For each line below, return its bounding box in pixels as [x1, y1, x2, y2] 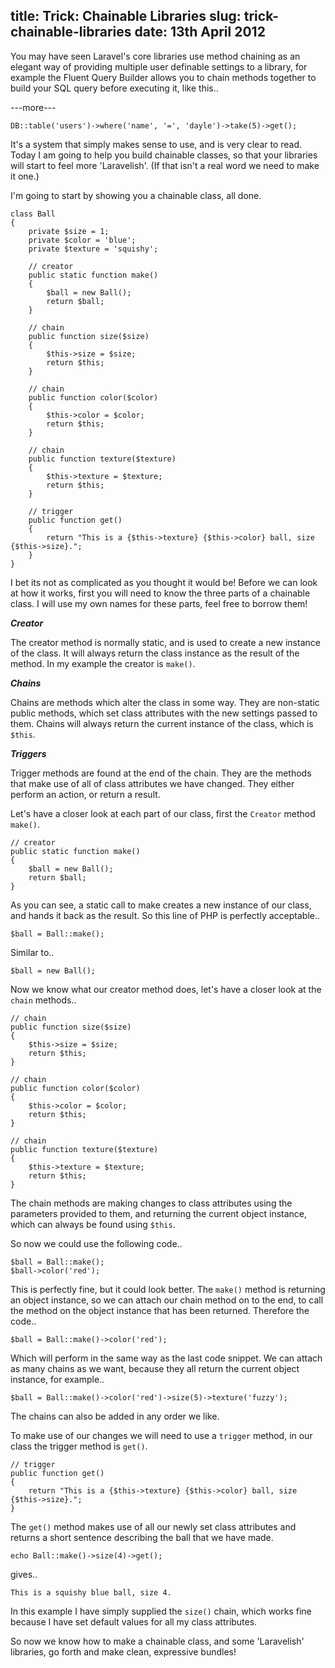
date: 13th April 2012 [134, 24, 266, 41]
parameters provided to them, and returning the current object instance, [10, 1207, 308, 1219]
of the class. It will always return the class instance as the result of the [10, 647, 300, 659]
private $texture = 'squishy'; [28, 244, 159, 254]
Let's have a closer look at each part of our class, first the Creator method [10, 807, 316, 819]
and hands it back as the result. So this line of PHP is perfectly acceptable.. [10, 909, 321, 921]
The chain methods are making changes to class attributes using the [10, 1197, 293, 1209]
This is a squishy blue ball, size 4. [10, 1587, 172, 1598]
